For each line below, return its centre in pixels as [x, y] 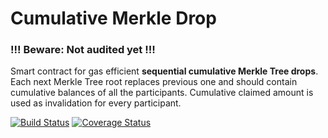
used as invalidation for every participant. [96, 103]
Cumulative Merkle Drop [113, 18]
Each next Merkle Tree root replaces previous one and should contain [154, 82]
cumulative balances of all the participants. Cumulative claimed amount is [162, 93]
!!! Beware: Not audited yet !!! [83, 50]
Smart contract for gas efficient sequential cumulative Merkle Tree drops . [164, 71]
